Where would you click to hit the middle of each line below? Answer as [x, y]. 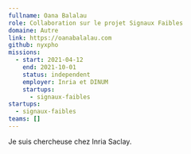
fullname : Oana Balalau [48, 15]
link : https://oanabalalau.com [60, 38]
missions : [25, 52]
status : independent [57, 75]
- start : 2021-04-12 [49, 60]
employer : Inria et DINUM [66, 82]
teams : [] [25, 119]
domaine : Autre [33, 30]
